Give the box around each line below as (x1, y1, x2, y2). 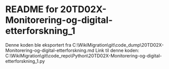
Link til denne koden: (95, 47, 139, 53)
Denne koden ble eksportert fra (5, 42, 71, 48)
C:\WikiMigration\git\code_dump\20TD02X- (72, 42, 164, 48)
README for (5, 4, 59, 15)
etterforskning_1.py (5, 58, 45, 64)
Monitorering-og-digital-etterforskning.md (5, 47, 94, 53)
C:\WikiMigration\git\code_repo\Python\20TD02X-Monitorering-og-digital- (5, 52, 162, 59)
